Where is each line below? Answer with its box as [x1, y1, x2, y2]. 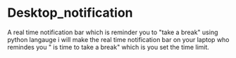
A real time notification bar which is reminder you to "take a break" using [7, 28, 218, 36]
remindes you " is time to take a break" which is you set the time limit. [7, 43, 210, 51]
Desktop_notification [7, 5, 133, 21]
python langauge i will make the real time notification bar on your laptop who [7, 35, 230, 43]
